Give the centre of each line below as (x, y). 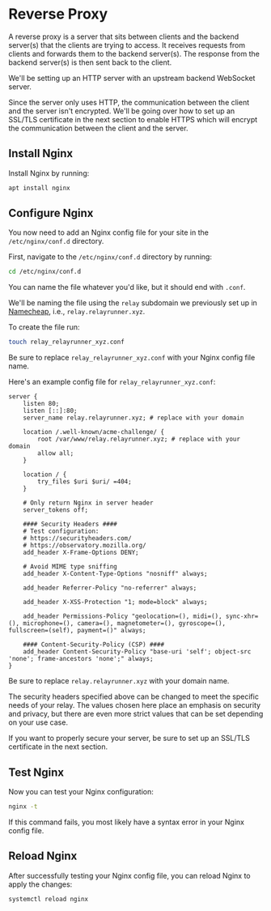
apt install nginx (39, 188)
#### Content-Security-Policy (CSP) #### (93, 645)
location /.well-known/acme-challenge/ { (93, 432)
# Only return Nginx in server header (88, 503)
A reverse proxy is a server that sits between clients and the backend (124, 36)
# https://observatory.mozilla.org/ (85, 546)
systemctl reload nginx (49, 899)
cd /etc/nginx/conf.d (45, 272)
